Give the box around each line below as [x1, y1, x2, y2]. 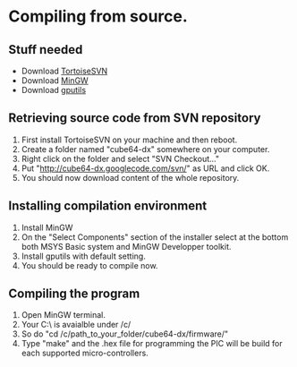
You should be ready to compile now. [21, 260, 158, 270]
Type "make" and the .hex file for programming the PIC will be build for [21, 338, 283, 349]
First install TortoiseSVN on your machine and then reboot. [21, 134, 238, 145]
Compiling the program [8, 286, 140, 302]
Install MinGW [21, 222, 73, 233]
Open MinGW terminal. [21, 310, 106, 320]
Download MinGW [21, 75, 89, 86]
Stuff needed [8, 42, 83, 57]
